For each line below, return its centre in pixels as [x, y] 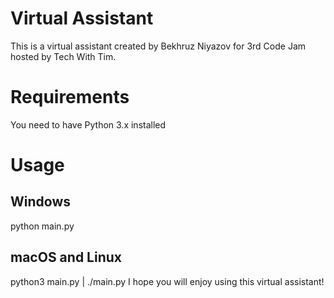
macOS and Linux [66, 257]
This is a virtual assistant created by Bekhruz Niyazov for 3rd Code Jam [158, 46]
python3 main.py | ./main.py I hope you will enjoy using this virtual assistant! [167, 281]
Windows [40, 202]
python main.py [42, 226]
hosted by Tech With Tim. [63, 56]
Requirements [70, 97]
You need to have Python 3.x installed [88, 124]
